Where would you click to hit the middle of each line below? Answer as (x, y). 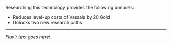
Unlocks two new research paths (47, 22)
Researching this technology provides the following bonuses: (70, 7)
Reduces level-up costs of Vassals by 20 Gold (61, 17)
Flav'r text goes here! (28, 37)
